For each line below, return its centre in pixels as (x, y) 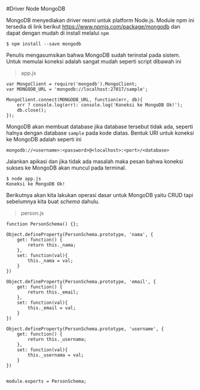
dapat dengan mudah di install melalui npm (58, 33)
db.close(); (32, 110)
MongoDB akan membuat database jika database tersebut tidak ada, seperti (100, 126)
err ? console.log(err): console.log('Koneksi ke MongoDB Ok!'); (100, 105)
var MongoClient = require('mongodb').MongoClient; (72, 84)
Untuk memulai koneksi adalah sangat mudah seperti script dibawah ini (94, 61)
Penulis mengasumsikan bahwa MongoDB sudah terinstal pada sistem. (93, 55)
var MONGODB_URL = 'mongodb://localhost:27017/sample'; (77, 89)
